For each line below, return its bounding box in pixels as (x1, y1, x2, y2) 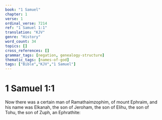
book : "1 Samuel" (5, 7, 41, 12)
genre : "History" (5, 35, 41, 40)
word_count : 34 (5, 39, 36, 44)
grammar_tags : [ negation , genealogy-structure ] (5, 52, 105, 58)
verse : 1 (5, 16, 23, 21)
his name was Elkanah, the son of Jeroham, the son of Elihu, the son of (5, 104, 149, 110)
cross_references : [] (5, 48, 50, 53)
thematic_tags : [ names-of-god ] (5, 57, 69, 62)
